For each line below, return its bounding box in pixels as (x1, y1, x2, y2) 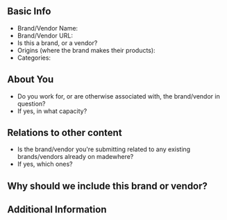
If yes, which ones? (17, 160, 73, 169)
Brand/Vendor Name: (17, 24, 78, 32)
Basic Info (7, 6, 51, 17)
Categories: (17, 53, 51, 62)
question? (17, 99, 46, 108)
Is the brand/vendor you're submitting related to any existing (17, 145, 191, 153)
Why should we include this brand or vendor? (7, 180, 208, 192)
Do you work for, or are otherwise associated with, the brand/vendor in (17, 92, 220, 100)
